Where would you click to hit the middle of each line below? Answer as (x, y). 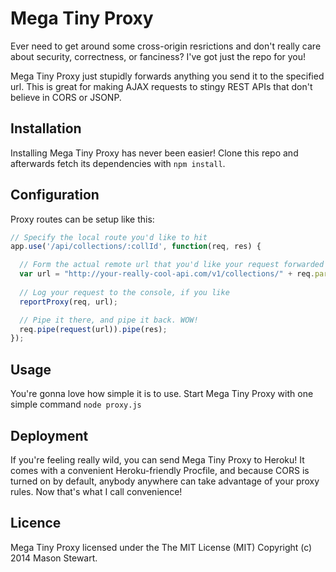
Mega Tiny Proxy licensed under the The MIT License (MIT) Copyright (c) (161, 547)
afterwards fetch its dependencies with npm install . (118, 163)
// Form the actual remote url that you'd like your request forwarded (172, 265)
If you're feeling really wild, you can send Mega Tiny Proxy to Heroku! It (157, 459)
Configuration (55, 195)
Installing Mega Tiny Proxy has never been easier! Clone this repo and (154, 153)
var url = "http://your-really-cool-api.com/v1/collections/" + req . (167, 274)
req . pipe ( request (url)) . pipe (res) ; (93, 329)
